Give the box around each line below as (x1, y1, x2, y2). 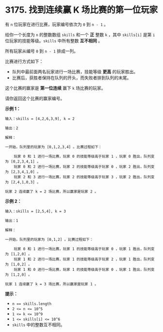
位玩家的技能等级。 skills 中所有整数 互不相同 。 (5, 37, 103, 44)
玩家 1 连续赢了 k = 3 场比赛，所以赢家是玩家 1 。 (5, 282, 98, 286)
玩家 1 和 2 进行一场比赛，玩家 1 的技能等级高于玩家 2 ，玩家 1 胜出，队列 (14, 257, 151, 262)
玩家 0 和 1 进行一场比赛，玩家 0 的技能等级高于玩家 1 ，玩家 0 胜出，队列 (14, 154, 151, 159)
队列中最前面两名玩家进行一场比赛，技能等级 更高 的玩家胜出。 (12, 68, 138, 74)
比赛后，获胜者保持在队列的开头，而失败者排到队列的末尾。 (12, 75, 131, 81)
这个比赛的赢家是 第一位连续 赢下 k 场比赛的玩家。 (5, 85, 106, 91)
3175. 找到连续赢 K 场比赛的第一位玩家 (5, 4, 158, 16)
